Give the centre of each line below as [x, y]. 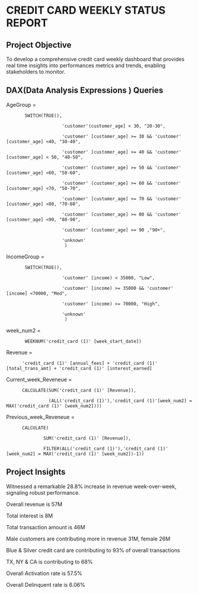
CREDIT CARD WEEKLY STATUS [86, 10]
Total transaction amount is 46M [46, 527]
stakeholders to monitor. [36, 72]
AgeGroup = [21, 105]
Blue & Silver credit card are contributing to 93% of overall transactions [93, 550]
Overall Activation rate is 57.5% [44, 573]
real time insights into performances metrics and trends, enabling [86, 65]
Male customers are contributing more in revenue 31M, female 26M [88, 539]
